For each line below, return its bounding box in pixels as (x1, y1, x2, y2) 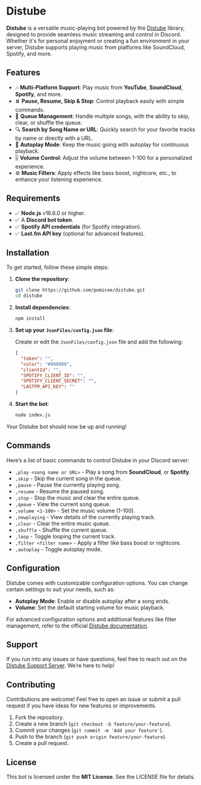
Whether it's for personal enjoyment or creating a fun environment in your (6, 37, 190, 44)
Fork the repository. (14, 714, 65, 721)
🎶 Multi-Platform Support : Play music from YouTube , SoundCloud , (14, 84, 183, 91)
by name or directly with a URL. (14, 134, 94, 142)
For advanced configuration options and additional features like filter (6, 615, 177, 623)
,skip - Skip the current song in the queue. (14, 474, 122, 482)
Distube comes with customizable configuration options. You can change (6, 579, 188, 586)
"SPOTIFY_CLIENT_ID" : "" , (21, 373, 86, 379)
